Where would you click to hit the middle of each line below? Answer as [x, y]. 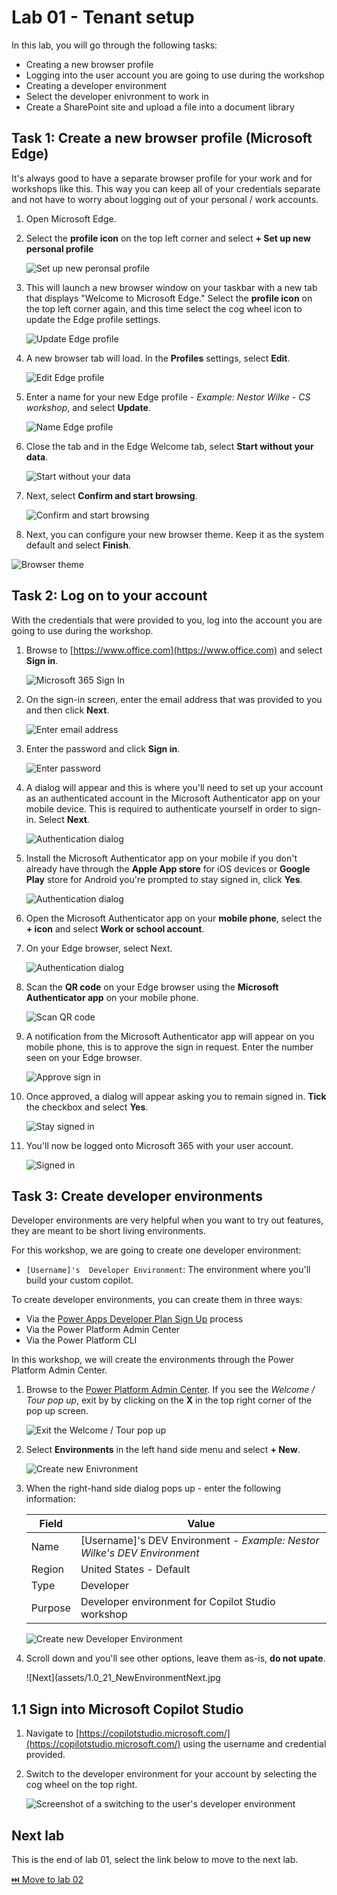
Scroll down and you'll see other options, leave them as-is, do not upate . [175, 1658]
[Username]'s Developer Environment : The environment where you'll [168, 1270]
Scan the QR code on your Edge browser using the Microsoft [152, 987]
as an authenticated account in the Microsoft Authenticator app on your [173, 798]
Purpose [50, 1608]
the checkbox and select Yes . [87, 1107]
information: [50, 1499]
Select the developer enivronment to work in [117, 96]
